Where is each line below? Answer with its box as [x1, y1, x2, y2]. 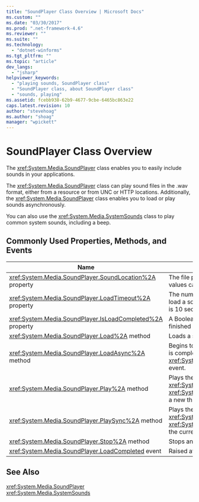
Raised [168, 447, 188, 455]
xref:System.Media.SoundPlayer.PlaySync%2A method [9, 416, 163, 425]
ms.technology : [6, 42, 44, 48]
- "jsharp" [11, 70, 38, 75]
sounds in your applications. [6, 171, 75, 178]
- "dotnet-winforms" [11, 48, 62, 53]
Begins [168, 341, 188, 349]
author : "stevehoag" [6, 108, 57, 114]
